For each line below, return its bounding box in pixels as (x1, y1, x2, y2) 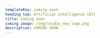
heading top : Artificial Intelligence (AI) (5, 12, 96, 17)
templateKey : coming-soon (5, 7, 58, 12)
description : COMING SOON (5, 26, 58, 31)
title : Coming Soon (5, 16, 45, 21)
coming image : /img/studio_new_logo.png (5, 21, 90, 26)
